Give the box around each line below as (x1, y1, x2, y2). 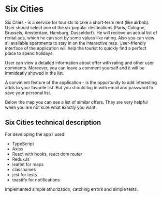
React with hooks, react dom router (12, 151, 83, 157)
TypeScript (12, 141, 34, 147)
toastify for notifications (12, 177, 60, 182)
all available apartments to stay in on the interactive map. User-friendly (5, 40, 147, 46)
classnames (12, 166, 36, 172)
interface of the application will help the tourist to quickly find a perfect (5, 45, 147, 51)
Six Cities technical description (5, 118, 101, 127)
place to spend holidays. (5, 50, 54, 56)
